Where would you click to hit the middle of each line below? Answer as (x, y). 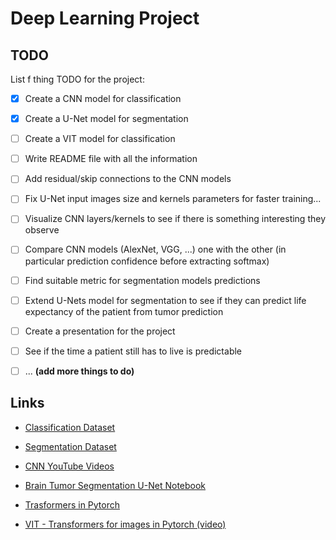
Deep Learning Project (105, 18)
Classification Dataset (70, 427)
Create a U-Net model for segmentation (106, 119)
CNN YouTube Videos (69, 466)
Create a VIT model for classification (100, 139)
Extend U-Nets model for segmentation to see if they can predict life (165, 300)
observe (42, 230)
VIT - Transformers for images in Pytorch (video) (125, 524)
